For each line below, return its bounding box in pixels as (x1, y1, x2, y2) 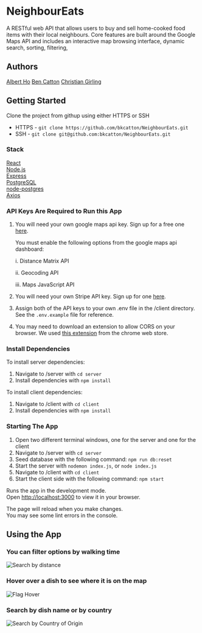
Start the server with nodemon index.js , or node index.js (15, 462, 157, 469)
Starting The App (6, 422, 58, 431)
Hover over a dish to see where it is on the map (6, 577, 147, 585)
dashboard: (15, 245, 44, 253)
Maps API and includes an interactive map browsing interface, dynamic (6, 37, 185, 45)
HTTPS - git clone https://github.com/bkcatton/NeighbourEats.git (15, 123, 189, 131)
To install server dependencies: (6, 358, 85, 366)
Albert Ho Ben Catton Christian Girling (6, 78, 102, 85)
